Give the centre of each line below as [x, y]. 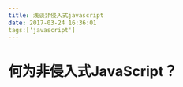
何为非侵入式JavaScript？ [93, 71]
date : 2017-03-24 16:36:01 [52, 23]
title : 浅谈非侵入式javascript [56, 15]
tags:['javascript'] [42, 30]
